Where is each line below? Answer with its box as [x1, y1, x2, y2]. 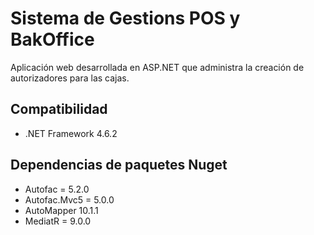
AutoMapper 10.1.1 [24, 204, 99, 216]
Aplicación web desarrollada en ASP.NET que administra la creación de [10, 61, 305, 73]
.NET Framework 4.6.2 [24, 127, 118, 139]
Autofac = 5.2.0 [24, 183, 90, 195]
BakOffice [10, 28, 95, 51]
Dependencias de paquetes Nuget [10, 157, 228, 174]
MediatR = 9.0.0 [24, 215, 92, 227]
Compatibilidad [10, 101, 108, 118]
